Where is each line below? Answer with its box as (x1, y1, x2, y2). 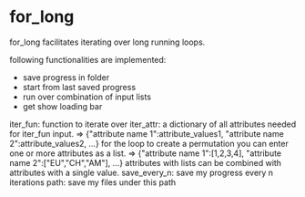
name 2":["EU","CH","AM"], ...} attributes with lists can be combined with (9, 157, 282, 168)
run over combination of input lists (22, 91, 152, 102)
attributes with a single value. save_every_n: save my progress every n (9, 167, 274, 178)
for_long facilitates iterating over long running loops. (9, 36, 206, 47)
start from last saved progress (22, 81, 137, 92)
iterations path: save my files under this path (9, 176, 177, 188)
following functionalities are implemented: (9, 54, 167, 65)
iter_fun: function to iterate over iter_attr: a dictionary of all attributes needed (9, 119, 297, 130)
